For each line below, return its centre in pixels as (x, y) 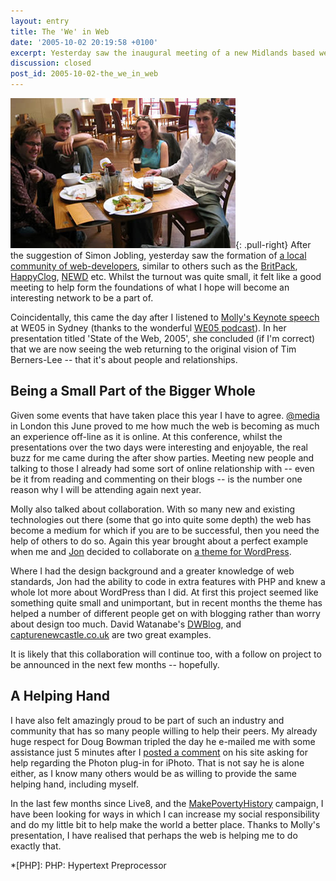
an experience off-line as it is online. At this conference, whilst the (146, 436)
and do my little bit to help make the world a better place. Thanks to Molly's (165, 824)
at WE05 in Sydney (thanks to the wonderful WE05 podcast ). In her (148, 328)
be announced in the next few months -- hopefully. (115, 664)
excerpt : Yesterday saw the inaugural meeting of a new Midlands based (162, 53)
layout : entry (40, 21)
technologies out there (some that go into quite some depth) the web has (161, 519)
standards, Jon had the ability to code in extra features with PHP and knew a (168, 581)
